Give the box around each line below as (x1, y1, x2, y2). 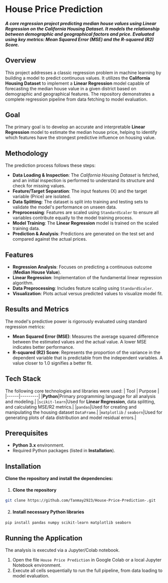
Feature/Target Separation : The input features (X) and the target (12, 188, 147, 194)
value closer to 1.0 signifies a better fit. (12, 360, 93, 366)
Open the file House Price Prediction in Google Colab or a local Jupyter (12, 557, 162, 563)
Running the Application (5, 534, 83, 542)
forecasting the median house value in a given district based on (5, 85, 136, 91)
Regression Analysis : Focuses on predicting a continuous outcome (12, 264, 152, 270)
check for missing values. (12, 183, 66, 189)
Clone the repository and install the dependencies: (5, 475, 113, 482)
